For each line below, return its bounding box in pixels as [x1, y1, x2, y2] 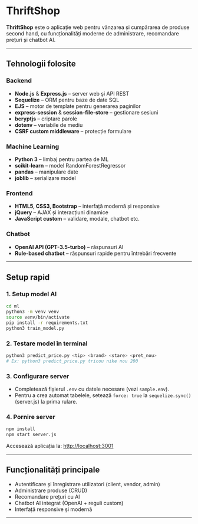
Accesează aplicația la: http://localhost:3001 [6, 442, 114, 449]
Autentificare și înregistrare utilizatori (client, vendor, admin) [14, 480, 160, 487]
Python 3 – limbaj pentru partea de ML [14, 155, 109, 163]
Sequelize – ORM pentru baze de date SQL [14, 96, 120, 103]
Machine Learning [6, 142, 60, 150]
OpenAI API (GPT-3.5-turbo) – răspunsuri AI [14, 243, 124, 250]
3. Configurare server [6, 372, 70, 380]
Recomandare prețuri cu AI [14, 493, 81, 500]
